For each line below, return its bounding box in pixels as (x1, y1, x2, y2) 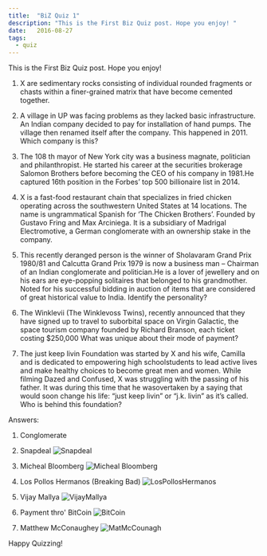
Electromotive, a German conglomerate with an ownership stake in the (19, 226, 251, 236)
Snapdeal (19, 446, 52, 456)
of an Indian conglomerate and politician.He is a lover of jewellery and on (19, 268, 260, 277)
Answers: (8, 415, 40, 425)
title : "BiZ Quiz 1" (8, 11, 80, 20)
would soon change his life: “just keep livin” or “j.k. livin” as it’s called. (19, 391, 249, 401)
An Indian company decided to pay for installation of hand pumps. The (19, 119, 252, 129)
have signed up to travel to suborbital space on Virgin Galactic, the (19, 316, 239, 327)
